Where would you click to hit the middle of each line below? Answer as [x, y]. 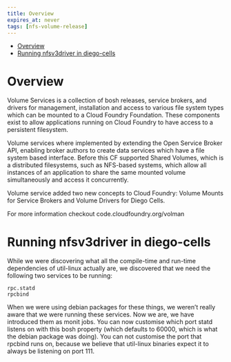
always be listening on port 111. [51, 351]
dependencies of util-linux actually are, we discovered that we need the [109, 268]
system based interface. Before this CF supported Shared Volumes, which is [115, 158]
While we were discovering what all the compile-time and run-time [102, 261]
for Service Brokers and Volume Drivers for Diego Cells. [86, 200]
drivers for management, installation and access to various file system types [115, 108]
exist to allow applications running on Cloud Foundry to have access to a [110, 122]
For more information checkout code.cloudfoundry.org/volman [96, 214]
